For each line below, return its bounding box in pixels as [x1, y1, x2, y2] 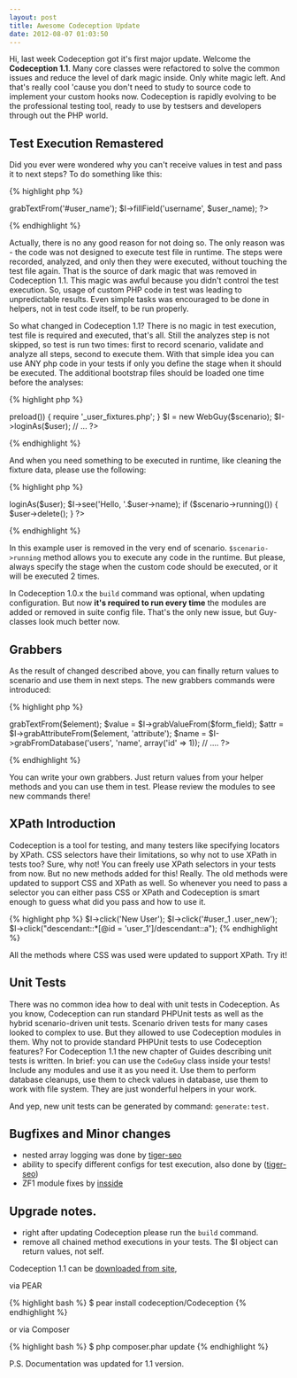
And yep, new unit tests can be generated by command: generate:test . [9, 1101, 270, 1111]
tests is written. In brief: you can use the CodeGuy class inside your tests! [9, 1055, 271, 1066]
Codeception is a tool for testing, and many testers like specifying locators [9, 839, 280, 851]
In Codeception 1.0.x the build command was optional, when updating [9, 588, 265, 599]
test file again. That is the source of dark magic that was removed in [9, 266, 257, 276]
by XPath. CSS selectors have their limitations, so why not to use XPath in [9, 849, 277, 860]
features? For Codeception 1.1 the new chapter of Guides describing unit [9, 1046, 272, 1056]
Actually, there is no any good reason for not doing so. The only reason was [9, 237, 286, 248]
